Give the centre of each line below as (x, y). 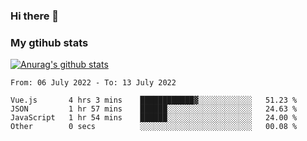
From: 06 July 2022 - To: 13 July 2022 (93, 83)
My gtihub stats (49, 42)
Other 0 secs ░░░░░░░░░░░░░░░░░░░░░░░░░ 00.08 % (154, 127)
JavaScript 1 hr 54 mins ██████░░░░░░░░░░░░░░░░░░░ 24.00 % (154, 118)
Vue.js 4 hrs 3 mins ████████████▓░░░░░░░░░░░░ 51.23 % (154, 100)
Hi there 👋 (35, 16)
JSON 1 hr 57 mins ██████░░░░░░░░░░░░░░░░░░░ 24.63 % (154, 109)
